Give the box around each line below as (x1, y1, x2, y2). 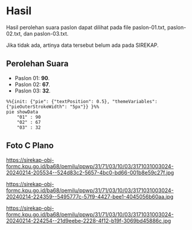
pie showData (6, 108, 39, 115)
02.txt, (6, 30, 23, 37)
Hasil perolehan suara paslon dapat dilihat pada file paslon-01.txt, (6, 24, 167, 31)
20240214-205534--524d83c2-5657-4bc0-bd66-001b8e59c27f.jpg (6, 169, 174, 176)
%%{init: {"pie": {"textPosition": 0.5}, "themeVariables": (6, 98, 158, 104)
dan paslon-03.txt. (23, 30, 69, 37)
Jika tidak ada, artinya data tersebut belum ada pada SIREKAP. (6, 41, 159, 49)
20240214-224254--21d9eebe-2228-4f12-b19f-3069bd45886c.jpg (6, 217, 171, 224)
